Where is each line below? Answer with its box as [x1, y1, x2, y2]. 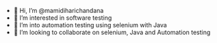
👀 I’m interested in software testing [13, 14, 112, 22]
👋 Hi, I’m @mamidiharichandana [13, 7, 104, 14]
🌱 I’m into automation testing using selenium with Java [13, 21, 168, 29]
